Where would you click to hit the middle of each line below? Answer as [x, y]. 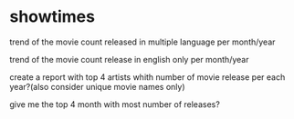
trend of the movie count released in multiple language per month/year [142, 42]
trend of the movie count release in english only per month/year [129, 59]
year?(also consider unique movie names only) [97, 86]
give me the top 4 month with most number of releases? [115, 104]
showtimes [52, 17]
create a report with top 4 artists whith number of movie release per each [147, 77]
